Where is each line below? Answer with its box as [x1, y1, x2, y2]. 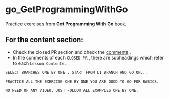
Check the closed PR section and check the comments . [12, 49, 131, 55]
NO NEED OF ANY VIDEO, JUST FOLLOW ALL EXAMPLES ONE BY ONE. [5, 88, 139, 93]
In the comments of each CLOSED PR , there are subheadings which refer [12, 54, 164, 61]
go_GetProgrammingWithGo [5, 4, 128, 15]
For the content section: [5, 35, 83, 44]
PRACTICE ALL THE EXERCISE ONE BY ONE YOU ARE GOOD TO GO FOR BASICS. [5, 79, 159, 84]
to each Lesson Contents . [12, 60, 66, 66]
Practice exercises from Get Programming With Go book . [5, 21, 127, 27]
